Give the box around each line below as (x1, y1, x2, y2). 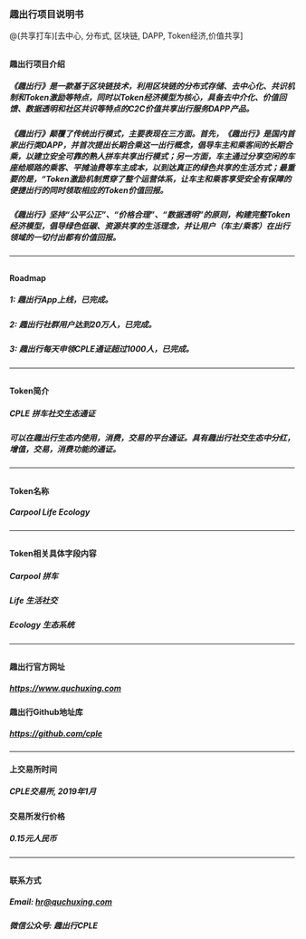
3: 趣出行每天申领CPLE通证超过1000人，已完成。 (9, 344, 195, 354)
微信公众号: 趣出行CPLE (9, 920, 98, 931)
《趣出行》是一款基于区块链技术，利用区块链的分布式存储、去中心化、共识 (9, 81, 287, 92)
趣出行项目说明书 (9, 7, 84, 20)
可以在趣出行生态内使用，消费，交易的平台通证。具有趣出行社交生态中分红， (9, 432, 295, 443)
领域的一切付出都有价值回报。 (9, 232, 120, 243)
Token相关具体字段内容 (9, 548, 97, 558)
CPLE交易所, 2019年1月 (9, 786, 97, 797)
